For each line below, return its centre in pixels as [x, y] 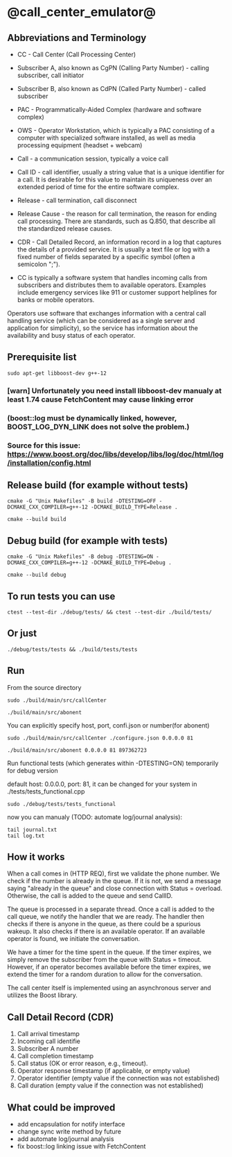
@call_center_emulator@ [81, 12]
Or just [22, 633]
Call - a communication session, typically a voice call [92, 158]
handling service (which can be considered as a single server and [101, 321]
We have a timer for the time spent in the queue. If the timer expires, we [109, 952]
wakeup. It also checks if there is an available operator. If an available [106, 931]
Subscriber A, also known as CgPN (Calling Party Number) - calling [113, 68]
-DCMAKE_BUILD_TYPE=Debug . [131, 563]
